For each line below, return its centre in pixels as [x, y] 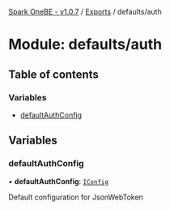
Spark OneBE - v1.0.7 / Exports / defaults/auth [85, 12]
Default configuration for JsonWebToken [76, 197]
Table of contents [53, 74]
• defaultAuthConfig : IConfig [59, 181]
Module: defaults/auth [85, 45]
